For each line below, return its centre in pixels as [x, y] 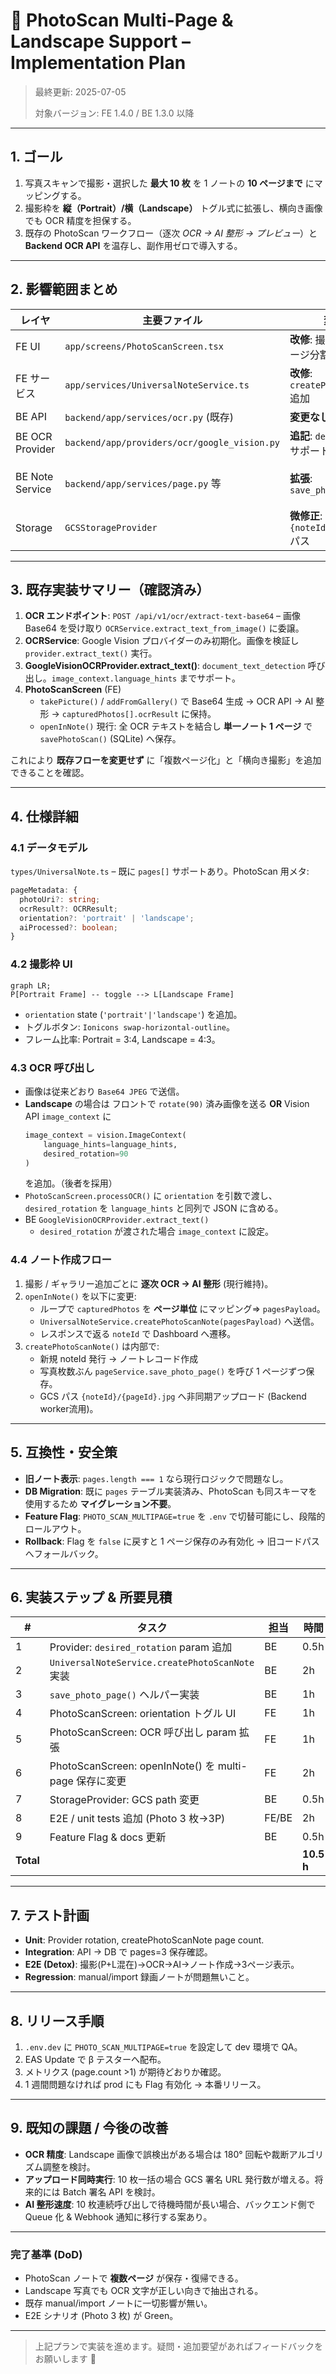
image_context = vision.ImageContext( [105, 1135]
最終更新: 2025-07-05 [80, 91]
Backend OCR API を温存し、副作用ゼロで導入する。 [133, 245]
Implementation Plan [98, 63]
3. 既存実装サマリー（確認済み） [110, 589]
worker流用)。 [69, 1408]
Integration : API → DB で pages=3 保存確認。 [118, 1952]
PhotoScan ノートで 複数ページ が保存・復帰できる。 [134, 2278]
